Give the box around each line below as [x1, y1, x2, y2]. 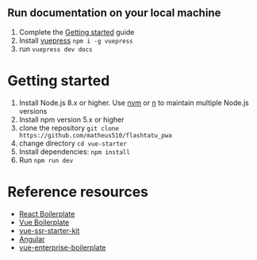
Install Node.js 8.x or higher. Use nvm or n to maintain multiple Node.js [18, 98, 249, 107]
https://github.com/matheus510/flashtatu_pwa [18, 131, 172, 139]
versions [18, 106, 48, 115]
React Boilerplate [18, 209, 75, 218]
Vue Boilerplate [18, 217, 70, 227]
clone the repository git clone [18, 122, 120, 133]
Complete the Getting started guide [18, 27, 135, 36]
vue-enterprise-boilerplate [18, 243, 106, 252]
